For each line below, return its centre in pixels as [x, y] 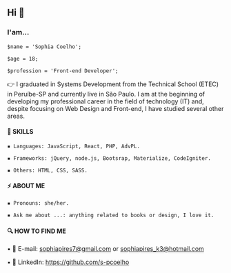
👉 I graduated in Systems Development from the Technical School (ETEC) [113, 84]
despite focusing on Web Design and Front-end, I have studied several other [115, 108]
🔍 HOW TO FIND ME [37, 231]
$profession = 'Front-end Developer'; [63, 71]
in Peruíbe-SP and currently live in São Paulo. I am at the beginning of [106, 94]
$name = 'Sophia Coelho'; [44, 47]
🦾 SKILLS [20, 132]
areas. [16, 116]
